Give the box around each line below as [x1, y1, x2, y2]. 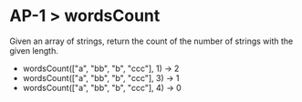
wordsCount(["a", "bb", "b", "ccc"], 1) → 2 [22, 63, 180, 74]
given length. [9, 45, 59, 56]
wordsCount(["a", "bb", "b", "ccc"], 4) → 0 [22, 82, 182, 93]
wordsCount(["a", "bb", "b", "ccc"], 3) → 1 [22, 72, 180, 83]
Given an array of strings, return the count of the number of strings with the [9, 36, 294, 46]
